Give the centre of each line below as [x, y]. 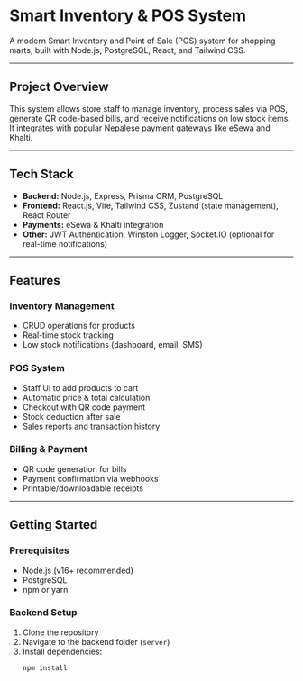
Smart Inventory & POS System [128, 16]
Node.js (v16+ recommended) [78, 570]
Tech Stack [41, 174]
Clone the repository [60, 632]
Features [35, 280]
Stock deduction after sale [71, 416]
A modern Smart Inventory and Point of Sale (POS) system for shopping [142, 41]
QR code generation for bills [74, 468]
